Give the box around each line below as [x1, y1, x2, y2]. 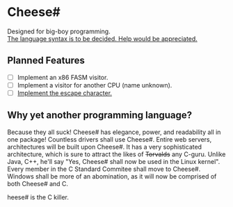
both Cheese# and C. [7, 179, 68, 188]
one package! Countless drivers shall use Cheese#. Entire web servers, [7, 135, 212, 143]
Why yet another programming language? [7, 109, 193, 122]
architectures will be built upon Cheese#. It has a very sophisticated [7, 142, 202, 151]
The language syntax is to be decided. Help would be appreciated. [7, 34, 198, 42]
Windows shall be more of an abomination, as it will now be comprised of [7, 172, 217, 181]
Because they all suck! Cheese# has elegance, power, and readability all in [7, 128, 221, 136]
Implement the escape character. [17, 88, 113, 97]
